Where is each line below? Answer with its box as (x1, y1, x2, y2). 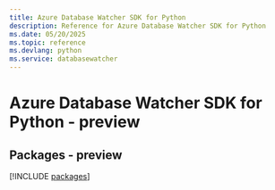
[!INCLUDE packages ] (9, 171, 90, 181)
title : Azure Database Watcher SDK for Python (9, 12, 186, 22)
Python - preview (9, 112, 141, 132)
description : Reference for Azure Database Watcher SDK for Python (9, 21, 267, 30)
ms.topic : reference (9, 37, 87, 47)
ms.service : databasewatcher (9, 54, 118, 63)
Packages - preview (9, 147, 123, 162)
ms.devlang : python (9, 46, 82, 55)
